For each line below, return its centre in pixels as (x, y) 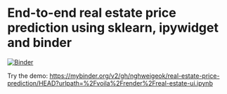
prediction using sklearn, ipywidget (113, 28)
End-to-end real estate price (92, 13)
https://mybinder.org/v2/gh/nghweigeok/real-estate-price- (134, 76)
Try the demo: (27, 76)
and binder (40, 43)
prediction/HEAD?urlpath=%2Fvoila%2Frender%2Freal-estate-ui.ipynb (110, 83)
